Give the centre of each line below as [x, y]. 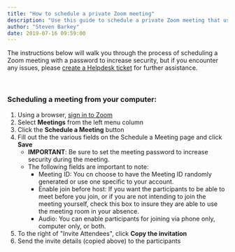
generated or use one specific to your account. [106, 181]
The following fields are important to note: [88, 166]
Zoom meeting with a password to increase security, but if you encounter [113, 61]
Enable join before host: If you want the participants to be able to [131, 188]
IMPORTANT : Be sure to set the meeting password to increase [118, 151]
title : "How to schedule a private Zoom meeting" [81, 14]
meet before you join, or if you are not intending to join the [122, 196]
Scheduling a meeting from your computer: [82, 100]
